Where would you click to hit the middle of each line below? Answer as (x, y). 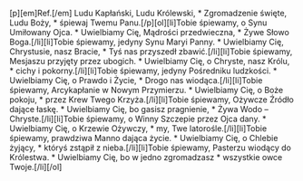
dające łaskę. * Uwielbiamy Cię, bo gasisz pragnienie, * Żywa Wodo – (139, 109)
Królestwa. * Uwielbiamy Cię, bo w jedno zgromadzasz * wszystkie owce (146, 157)
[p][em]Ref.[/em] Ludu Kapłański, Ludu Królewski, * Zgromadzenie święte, (148, 13)
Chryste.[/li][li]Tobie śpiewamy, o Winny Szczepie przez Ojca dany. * (138, 119)
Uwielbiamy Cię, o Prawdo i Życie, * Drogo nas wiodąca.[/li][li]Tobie (136, 80)
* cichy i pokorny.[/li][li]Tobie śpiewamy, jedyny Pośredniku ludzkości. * (143, 71)
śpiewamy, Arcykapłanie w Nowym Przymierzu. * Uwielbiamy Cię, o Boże (147, 90)
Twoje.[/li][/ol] (36, 167)
